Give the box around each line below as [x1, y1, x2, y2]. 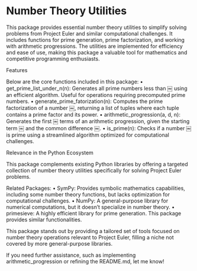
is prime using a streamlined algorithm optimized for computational [6, 131, 170, 138]
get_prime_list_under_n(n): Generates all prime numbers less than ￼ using [6, 85, 188, 92]
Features [6, 66, 28, 73]
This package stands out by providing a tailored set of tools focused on [6, 227, 180, 234]
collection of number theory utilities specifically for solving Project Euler [6, 167, 182, 174]
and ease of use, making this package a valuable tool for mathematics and [6, 49, 188, 56]
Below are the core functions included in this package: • [6, 78, 143, 85]
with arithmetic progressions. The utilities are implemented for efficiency [6, 43, 183, 50]
